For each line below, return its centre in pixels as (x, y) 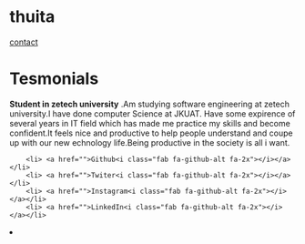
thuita (32, 17)
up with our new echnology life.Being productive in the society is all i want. (150, 142)
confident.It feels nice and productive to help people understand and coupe (151, 133)
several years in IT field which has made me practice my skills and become (150, 123)
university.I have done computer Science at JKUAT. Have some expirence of (152, 113)
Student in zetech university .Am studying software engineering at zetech (149, 104)
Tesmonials (54, 79)
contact (24, 42)
